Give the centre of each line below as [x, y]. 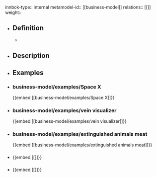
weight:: [13, 12]
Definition [28, 28]
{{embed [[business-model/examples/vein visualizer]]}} [69, 121]
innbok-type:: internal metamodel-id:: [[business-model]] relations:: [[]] [78, 7]
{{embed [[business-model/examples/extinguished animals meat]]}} [82, 145]
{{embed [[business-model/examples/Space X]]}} [64, 97]
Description [31, 56]
